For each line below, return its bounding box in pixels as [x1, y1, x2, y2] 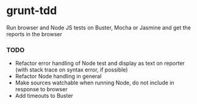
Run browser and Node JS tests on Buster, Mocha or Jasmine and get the [6, 24, 191, 31]
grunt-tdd [6, 4, 57, 18]
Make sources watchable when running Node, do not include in [15, 79, 175, 86]
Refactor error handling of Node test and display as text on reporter [15, 59, 185, 67]
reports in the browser [6, 30, 63, 37]
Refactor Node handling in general [15, 73, 102, 80]
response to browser [15, 86, 68, 93]
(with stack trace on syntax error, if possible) [15, 66, 128, 73]
